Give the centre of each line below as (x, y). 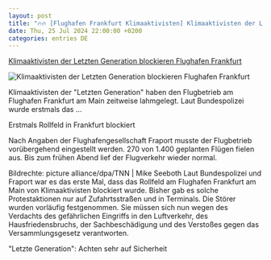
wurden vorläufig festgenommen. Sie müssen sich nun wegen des (118, 208)
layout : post (30, 16)
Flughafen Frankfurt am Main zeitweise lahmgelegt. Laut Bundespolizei (126, 101)
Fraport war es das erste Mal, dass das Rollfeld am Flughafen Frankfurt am (132, 182)
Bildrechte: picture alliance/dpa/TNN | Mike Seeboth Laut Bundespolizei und (135, 173)
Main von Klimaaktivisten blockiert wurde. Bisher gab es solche (114, 191)
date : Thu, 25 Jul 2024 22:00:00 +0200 (75, 31)
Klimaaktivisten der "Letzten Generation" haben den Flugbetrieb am (121, 93)
